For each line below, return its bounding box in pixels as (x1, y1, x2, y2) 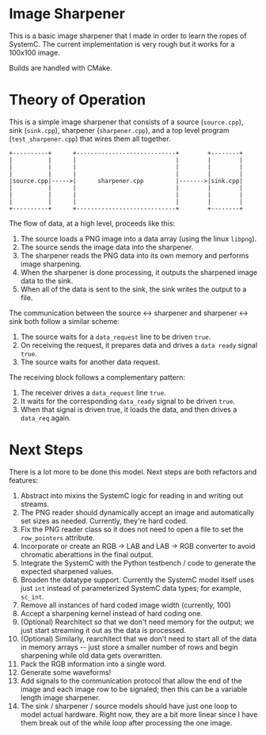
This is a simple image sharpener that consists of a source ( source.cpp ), (9, 116, 244, 127)
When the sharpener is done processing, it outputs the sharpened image (20, 267, 258, 277)
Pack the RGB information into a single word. (20, 659, 167, 668)
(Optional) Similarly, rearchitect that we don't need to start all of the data (20, 634, 256, 643)
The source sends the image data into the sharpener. (20, 242, 194, 252)
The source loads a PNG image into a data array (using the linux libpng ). (20, 234, 257, 243)
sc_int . (20, 592, 44, 601)
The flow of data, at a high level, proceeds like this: (9, 219, 176, 228)
